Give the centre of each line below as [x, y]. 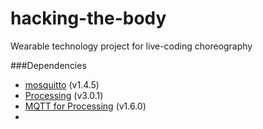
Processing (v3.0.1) [64, 95]
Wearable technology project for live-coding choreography [131, 46]
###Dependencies [48, 65]
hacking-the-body [88, 18]
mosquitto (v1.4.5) [62, 84]
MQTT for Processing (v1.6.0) [85, 106]
